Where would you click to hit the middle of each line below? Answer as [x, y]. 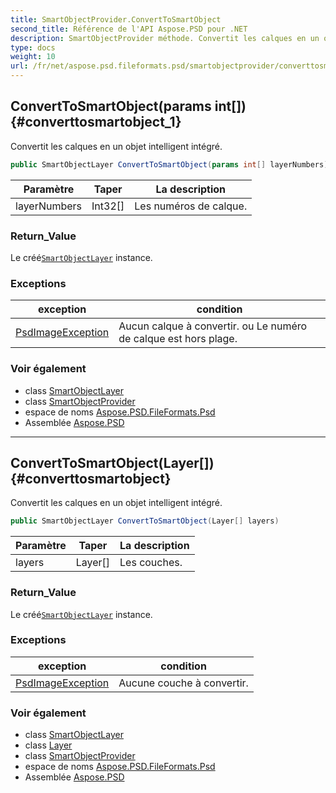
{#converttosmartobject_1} [96, 122]
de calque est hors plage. [178, 339]
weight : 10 [33, 57]
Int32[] [108, 206]
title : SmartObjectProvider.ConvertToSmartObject [116, 19]
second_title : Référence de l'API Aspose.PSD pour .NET [129, 29]
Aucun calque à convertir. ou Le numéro [213, 326]
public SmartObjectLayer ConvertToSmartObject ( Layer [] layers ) [145, 521]
